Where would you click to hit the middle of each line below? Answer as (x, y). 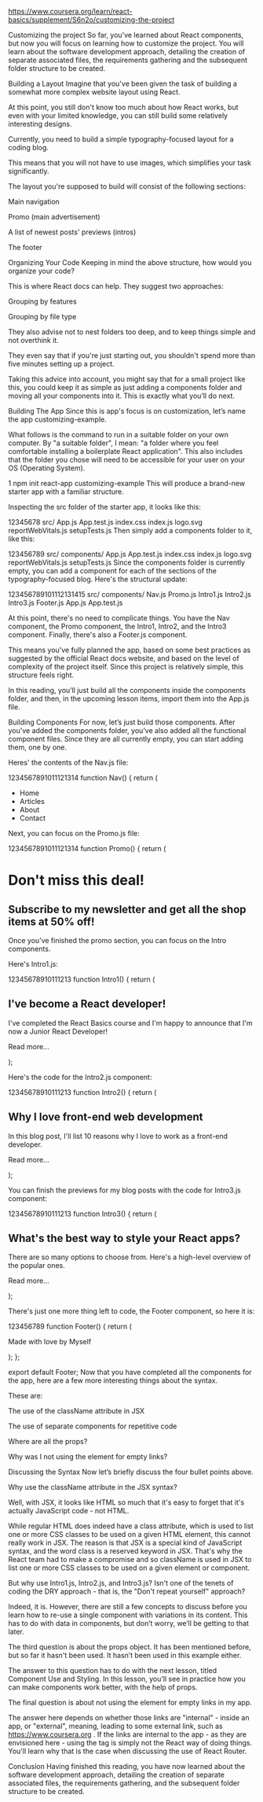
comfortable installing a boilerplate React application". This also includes (126, 451)
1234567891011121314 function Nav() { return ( (83, 778)
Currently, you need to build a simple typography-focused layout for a (121, 139)
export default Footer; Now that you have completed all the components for (130, 1373)
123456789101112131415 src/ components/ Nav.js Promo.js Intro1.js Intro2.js (130, 594)
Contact (32, 818)
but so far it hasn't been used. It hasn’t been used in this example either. (125, 1656)
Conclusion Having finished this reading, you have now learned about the (127, 1767)
